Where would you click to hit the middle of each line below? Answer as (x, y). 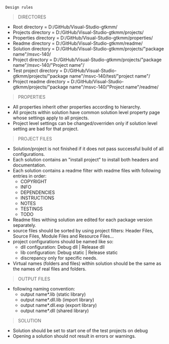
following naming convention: (44, 289)
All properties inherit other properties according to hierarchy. (77, 107)
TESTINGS (31, 209)
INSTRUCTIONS (37, 198)
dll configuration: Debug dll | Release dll (62, 247)
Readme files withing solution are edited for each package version (82, 220)
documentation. (29, 165)
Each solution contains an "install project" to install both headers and (86, 160)
